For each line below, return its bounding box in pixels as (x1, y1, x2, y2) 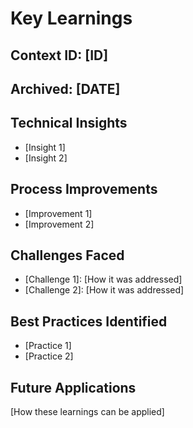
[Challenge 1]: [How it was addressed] (24, 273, 183, 286)
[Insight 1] (24, 141, 66, 153)
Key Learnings (10, 7, 133, 30)
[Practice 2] (24, 350, 74, 362)
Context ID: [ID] (10, 47, 109, 64)
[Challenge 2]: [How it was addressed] (24, 284, 185, 296)
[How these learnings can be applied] (10, 406, 165, 418)
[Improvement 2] (24, 218, 95, 230)
